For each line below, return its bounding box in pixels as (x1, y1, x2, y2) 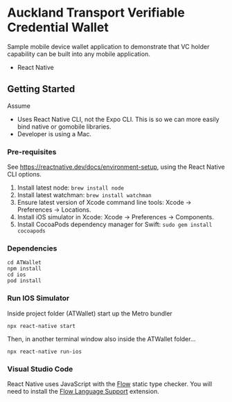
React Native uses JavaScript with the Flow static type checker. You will (7, 379, 213, 388)
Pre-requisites (7, 147, 57, 156)
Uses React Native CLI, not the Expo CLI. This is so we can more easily (17, 115, 220, 123)
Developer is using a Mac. (17, 129, 92, 138)
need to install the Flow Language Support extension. (7, 387, 159, 395)
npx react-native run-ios (7, 348, 82, 355)
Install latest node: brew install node (17, 183, 125, 192)
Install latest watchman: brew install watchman (17, 191, 152, 199)
